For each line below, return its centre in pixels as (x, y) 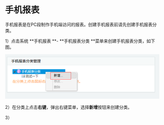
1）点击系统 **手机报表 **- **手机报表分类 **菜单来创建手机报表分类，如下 (80, 41)
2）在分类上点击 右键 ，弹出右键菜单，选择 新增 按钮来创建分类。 (69, 107)
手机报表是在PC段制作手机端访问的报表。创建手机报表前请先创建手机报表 (79, 24)
